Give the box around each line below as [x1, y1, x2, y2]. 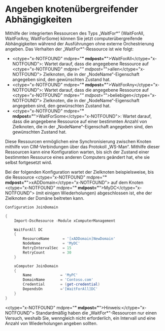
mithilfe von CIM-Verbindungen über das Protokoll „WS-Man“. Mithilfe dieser [5, 144, 160, 149]
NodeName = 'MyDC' [23, 241, 80, 246]
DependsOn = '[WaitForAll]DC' [23, 287, 98, 292]
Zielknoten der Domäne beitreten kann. [5, 195, 85, 201]
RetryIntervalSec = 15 [23, 246, 71, 251]
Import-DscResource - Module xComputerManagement [14, 218, 116, 223]
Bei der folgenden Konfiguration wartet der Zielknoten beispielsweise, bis [5, 169, 154, 175]
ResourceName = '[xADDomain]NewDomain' [23, 236, 116, 241]
